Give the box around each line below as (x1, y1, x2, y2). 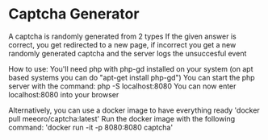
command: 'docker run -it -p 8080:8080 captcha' (8, 122, 174, 132)
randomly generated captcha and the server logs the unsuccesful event (8, 48, 247, 58)
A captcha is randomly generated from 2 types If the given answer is (8, 31, 237, 41)
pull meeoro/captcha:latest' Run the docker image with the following (8, 113, 236, 123)
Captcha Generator (8, 5, 140, 23)
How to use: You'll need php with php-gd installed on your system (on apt (8, 64, 253, 73)
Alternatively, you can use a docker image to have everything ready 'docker (8, 105, 260, 115)
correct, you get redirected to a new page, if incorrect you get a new (8, 39, 237, 49)
